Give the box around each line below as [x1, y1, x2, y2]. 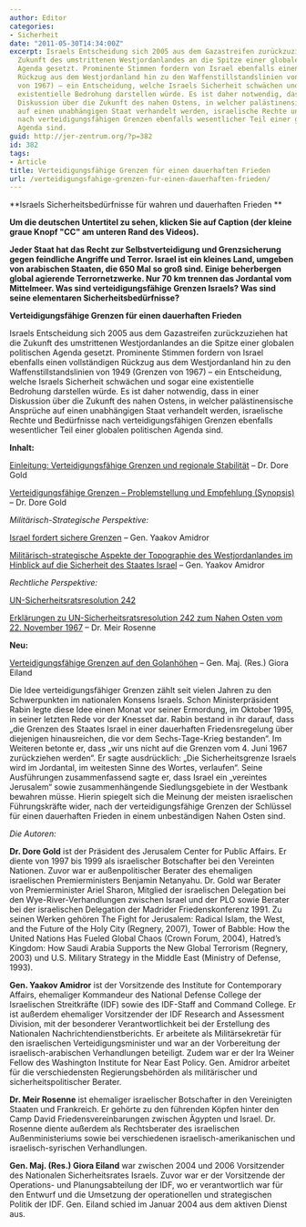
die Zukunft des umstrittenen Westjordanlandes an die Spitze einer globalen [9, 338, 294, 349]
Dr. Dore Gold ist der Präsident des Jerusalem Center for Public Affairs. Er [9, 846, 287, 857]
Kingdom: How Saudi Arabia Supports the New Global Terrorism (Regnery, [9, 943, 289, 954]
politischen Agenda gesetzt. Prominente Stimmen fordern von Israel [9, 347, 264, 358]
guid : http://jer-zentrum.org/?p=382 [9, 132, 153, 141]
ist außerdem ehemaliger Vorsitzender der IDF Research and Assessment [9, 1008, 285, 1020]
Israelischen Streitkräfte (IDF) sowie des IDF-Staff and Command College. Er [9, 999, 297, 1010]
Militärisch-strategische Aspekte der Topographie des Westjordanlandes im [9, 550, 293, 561]
